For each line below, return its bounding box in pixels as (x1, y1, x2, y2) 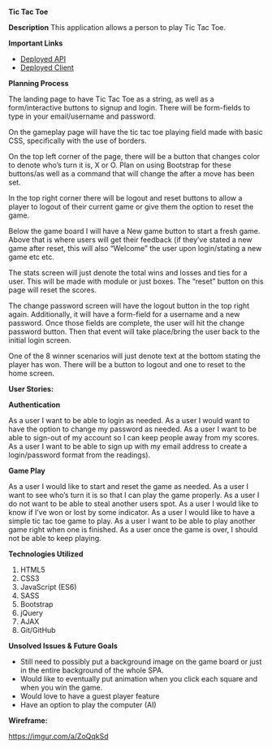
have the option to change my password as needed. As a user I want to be (8, 424, 257, 434)
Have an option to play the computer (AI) (19, 700, 157, 709)
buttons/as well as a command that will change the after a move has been (8, 169, 255, 178)
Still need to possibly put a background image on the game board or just (19, 657, 262, 666)
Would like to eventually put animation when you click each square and (19, 674, 258, 683)
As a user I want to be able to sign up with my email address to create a (8, 442, 248, 451)
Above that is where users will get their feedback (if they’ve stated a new (8, 235, 253, 245)
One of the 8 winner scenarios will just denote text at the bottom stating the (8, 351, 261, 361)
